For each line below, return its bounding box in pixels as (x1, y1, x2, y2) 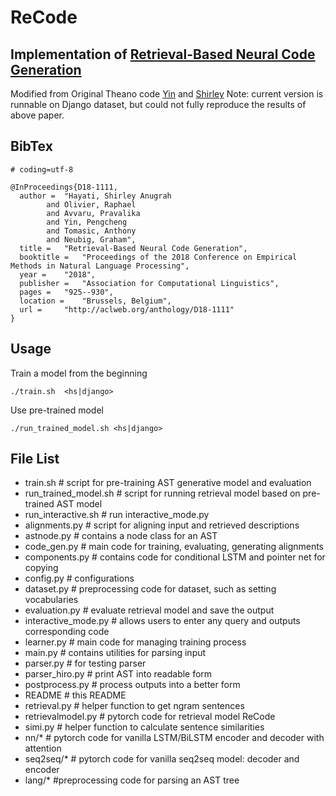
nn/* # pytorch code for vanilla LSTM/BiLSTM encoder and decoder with (24, 732, 325, 744)
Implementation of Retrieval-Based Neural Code (10, 46, 316, 63)
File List (10, 451, 60, 468)
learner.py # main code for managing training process (24, 636, 247, 648)
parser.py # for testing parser (24, 657, 147, 670)
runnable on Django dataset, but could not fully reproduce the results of (10, 99, 307, 110)
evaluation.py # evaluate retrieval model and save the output (24, 604, 275, 616)
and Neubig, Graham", (46, 234, 137, 245)
